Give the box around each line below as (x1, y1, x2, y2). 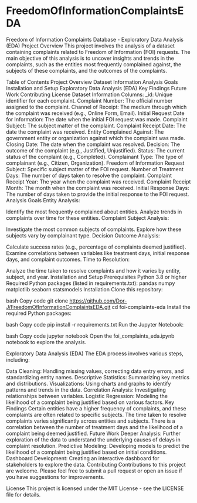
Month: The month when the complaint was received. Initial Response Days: (6, 184, 189, 191)
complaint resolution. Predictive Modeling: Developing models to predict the (6, 442, 189, 449)
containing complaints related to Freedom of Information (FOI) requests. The (6, 48, 191, 55)
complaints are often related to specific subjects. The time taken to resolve (6, 411, 186, 418)
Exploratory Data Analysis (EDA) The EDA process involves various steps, (6, 350, 184, 357)
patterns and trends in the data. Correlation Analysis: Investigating (6, 386, 166, 393)
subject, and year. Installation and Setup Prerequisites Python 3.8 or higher (6, 273, 187, 280)
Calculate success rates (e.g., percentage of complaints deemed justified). (6, 243, 186, 250)
